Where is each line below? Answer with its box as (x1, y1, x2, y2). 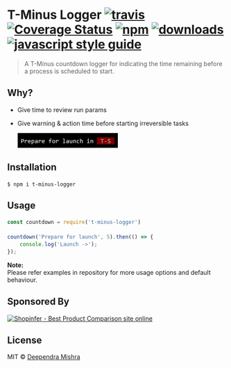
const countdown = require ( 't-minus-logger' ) (7, 219, 141, 226)
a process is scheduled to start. (24, 67, 114, 75)
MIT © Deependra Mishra (7, 353, 81, 361)
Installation (7, 161, 57, 173)
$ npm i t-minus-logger (7, 181, 76, 188)
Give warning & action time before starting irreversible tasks (17, 119, 189, 127)
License (7, 334, 42, 346)
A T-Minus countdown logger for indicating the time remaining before (24, 59, 223, 67)
